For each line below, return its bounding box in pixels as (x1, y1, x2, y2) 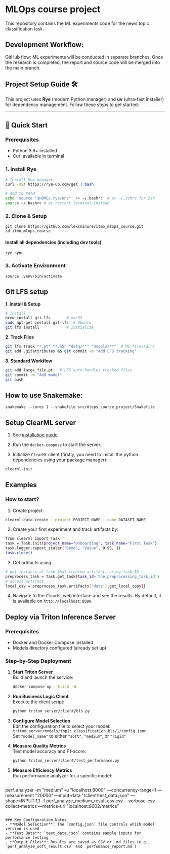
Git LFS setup (5, 288, 49, 296)
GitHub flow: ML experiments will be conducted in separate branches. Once (5, 54, 163, 60)
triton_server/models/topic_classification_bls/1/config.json (12, 729, 147, 734)
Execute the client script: (12, 699, 65, 705)
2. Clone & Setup (5, 212, 47, 219)
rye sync (5, 250, 24, 256)
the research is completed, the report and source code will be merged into (5, 59, 160, 65)
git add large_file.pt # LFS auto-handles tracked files (5, 367, 133, 372)
